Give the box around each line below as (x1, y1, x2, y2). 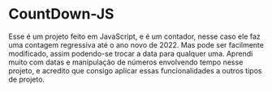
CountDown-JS (8, 5, 114, 23)
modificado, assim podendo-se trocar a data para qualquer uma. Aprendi (8, 48, 253, 58)
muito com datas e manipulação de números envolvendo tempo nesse (8, 57, 244, 67)
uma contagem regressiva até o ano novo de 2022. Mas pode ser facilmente (8, 40, 264, 49)
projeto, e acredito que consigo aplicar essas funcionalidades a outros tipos (8, 65, 262, 75)
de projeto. (8, 74, 45, 84)
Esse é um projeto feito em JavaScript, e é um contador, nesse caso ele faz (8, 31, 261, 41)
